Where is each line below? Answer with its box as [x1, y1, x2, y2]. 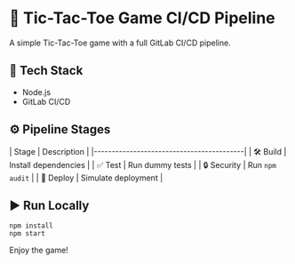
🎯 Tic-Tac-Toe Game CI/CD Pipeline [9, 8, 275, 28]
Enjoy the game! [9, 244, 68, 256]
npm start [9, 229, 46, 238]
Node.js [21, 86, 52, 97]
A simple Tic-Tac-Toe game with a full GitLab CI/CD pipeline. [9, 37, 231, 48]
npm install [9, 221, 53, 230]
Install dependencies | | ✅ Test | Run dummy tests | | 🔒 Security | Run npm [9, 159, 277, 170]
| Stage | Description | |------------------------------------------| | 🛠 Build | [9, 146, 287, 156]
